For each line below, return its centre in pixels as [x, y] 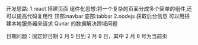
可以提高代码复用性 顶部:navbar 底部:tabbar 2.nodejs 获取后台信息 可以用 [95, 16]
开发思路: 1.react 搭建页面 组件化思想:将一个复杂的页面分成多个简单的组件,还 [99, 9]
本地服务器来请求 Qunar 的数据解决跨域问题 [64, 23]
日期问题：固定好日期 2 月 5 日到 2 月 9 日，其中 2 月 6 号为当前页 [87, 36]
